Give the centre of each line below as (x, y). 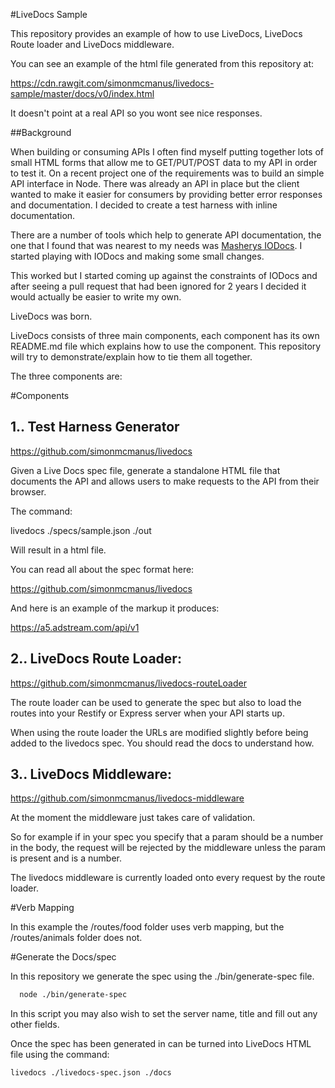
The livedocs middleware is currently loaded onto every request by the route (168, 878)
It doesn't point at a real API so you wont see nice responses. (136, 113)
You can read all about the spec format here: (102, 569)
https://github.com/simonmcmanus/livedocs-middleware (127, 798)
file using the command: (60, 1055)
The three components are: (66, 376)
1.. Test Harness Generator (95, 427)
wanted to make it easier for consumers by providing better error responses (166, 194)
